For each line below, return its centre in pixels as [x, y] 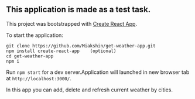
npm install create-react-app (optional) [61, 51]
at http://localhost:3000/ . [39, 78]
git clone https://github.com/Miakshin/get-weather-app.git [81, 46]
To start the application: [35, 35]
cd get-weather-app [30, 56]
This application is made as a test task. [78, 10]
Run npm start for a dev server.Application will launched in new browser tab [98, 72]
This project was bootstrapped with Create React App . [72, 23]
